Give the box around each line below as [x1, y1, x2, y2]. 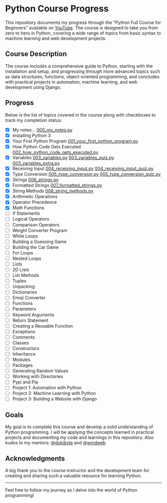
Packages [12, 362, 33, 369]
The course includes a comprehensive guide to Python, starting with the [5, 63, 153, 69]
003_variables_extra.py [12, 160, 60, 166]
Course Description [5, 50, 67, 58]
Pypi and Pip [12, 379, 39, 385]
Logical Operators [12, 216, 50, 222]
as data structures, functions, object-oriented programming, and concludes [5, 73, 160, 80]
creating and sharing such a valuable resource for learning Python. [5, 473, 142, 479]
